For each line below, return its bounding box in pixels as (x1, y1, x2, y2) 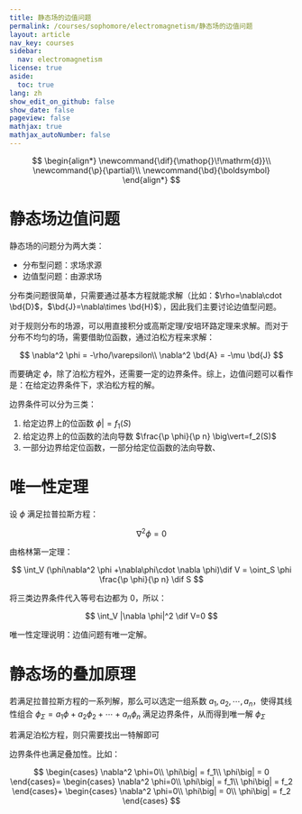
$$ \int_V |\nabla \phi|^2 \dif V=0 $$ (85, 610, 218, 622)
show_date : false (9, 105, 75, 114)
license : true (9, 64, 63, 73)
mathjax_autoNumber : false (9, 131, 111, 140)
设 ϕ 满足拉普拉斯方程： (9, 508, 99, 519)
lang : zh (9, 88, 42, 97)
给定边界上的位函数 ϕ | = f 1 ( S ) (22, 417, 132, 431)
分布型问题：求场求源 (22, 259, 102, 270)
